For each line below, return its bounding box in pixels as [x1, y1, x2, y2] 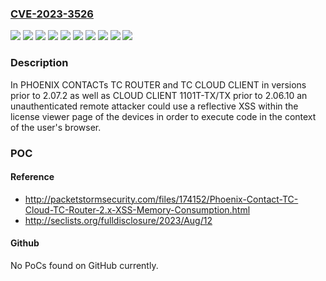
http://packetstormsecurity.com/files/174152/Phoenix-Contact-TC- [24, 193, 299, 205]
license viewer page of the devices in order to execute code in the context [10, 110, 317, 122]
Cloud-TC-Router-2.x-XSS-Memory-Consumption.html [24, 203, 251, 216]
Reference [10, 171, 55, 183]
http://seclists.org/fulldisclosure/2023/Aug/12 [24, 214, 213, 226]
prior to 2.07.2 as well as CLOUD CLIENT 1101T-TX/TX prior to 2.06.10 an [10, 89, 308, 101]
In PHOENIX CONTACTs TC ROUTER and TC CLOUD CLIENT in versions [10, 78, 307, 91]
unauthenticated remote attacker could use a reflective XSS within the [10, 100, 299, 112]
